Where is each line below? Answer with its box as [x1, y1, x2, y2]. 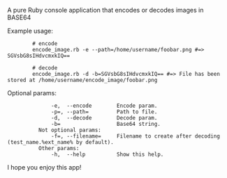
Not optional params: [38, 127, 101, 133]
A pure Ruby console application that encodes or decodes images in [7, 6, 204, 14]
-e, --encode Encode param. [51, 102, 158, 109]
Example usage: [7, 27, 54, 35]
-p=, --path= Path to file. [51, 108, 158, 115]
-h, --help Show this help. [51, 151, 164, 158]
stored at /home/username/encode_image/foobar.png [7, 76, 158, 83]
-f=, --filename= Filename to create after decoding [51, 133, 220, 140]
